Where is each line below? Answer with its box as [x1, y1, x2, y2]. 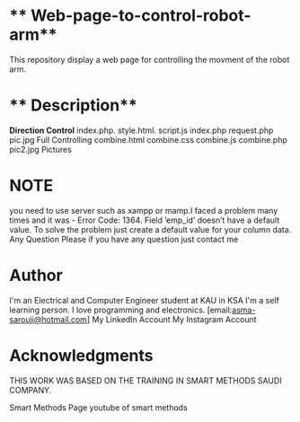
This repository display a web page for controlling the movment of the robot [9, 54, 290, 65]
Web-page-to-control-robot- [30, 5, 251, 26]
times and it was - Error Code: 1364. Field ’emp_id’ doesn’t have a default [9, 215, 280, 225]
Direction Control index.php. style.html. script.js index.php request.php [9, 125, 274, 136]
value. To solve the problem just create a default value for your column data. [9, 224, 292, 234]
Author [9, 266, 63, 286]
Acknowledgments [9, 345, 154, 365]
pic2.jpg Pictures [9, 144, 72, 154]
